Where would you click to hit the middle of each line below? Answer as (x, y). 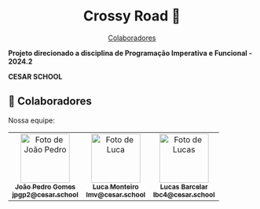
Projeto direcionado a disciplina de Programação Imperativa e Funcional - (130, 53)
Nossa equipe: (31, 120)
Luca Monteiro (116, 187)
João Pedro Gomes (45, 187)
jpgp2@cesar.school (45, 194)
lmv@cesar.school (116, 194)
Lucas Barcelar (184, 187)
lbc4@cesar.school (184, 194)
